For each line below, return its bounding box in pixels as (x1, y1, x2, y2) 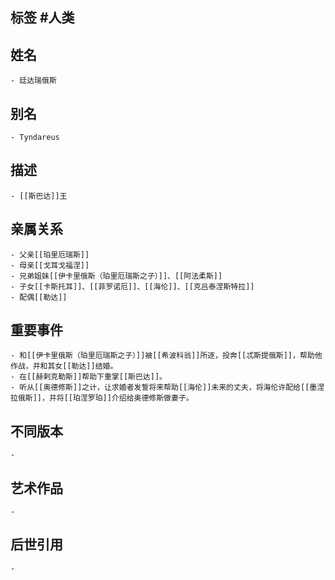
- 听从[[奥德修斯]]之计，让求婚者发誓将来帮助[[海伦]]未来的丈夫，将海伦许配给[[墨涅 (10, 383, 325, 393)
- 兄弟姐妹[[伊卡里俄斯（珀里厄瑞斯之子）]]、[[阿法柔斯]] (10, 271, 223, 281)
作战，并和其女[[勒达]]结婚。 (10, 361, 118, 372)
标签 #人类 (10, 9, 75, 27)
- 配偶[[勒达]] (10, 292, 68, 302)
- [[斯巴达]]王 (10, 191, 68, 201)
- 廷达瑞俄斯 (10, 76, 57, 86)
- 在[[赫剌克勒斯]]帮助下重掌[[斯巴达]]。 (10, 372, 167, 382)
